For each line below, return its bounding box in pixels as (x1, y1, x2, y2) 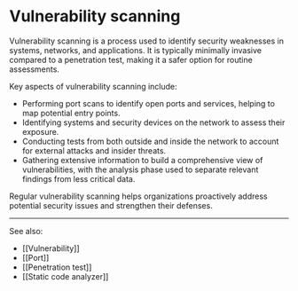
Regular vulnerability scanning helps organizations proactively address (9, 191, 268, 201)
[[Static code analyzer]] (21, 271, 109, 281)
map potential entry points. (21, 107, 122, 118)
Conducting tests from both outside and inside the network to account (21, 136, 279, 146)
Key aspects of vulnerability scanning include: (9, 81, 177, 91)
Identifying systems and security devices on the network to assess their (21, 117, 286, 128)
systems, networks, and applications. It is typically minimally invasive (9, 44, 262, 55)
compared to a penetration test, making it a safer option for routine (9, 54, 253, 65)
